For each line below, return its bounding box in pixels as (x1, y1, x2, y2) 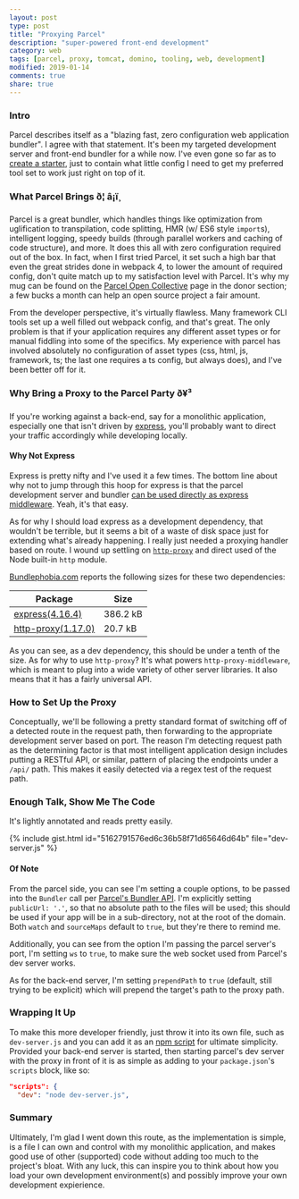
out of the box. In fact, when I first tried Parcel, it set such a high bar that (9, 252, 277, 263)
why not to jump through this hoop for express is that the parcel (9, 479, 244, 490)
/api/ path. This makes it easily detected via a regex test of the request (9, 764, 272, 774)
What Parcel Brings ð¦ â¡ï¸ (9, 190, 122, 202)
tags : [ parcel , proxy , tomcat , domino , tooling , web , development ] (9, 55, 266, 63)
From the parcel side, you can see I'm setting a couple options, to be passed (9, 882, 291, 894)
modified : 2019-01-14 (9, 63, 90, 72)
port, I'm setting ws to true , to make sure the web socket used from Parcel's (9, 948, 287, 958)
